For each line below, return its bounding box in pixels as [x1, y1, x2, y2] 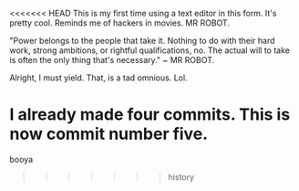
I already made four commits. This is [9, 104, 291, 125]
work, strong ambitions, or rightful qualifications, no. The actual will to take [9, 45, 290, 56]
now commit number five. [9, 123, 208, 144]
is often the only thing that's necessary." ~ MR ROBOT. [9, 55, 215, 65]
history [168, 171, 194, 182]
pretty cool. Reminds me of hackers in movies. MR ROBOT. [9, 17, 231, 28]
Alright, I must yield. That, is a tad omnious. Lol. [9, 72, 189, 83]
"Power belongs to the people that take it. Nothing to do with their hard [9, 36, 275, 46]
